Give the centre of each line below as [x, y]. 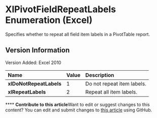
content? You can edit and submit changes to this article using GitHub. [79, 110]
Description [100, 75]
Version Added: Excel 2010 [33, 63]
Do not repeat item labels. [116, 83]
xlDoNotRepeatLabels [35, 83]
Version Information [37, 50]
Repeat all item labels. [111, 92]
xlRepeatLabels [27, 92]
